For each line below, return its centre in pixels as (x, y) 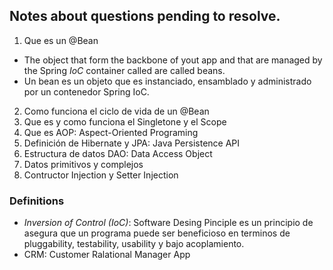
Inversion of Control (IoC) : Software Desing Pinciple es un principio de (168, 223)
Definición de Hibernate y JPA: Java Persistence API (132, 143)
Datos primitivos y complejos (83, 164)
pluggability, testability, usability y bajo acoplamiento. (134, 244)
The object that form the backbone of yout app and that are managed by (173, 60)
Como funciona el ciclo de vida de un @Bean (116, 111)
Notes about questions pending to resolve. (145, 16)
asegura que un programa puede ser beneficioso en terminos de (157, 233)
